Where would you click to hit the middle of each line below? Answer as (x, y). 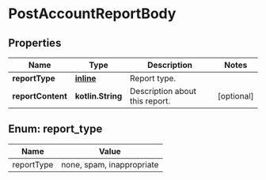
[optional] (236, 96)
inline (85, 78)
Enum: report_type (55, 129)
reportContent (40, 96)
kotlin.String (99, 96)
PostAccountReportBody (92, 14)
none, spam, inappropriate (110, 164)
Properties (35, 43)
